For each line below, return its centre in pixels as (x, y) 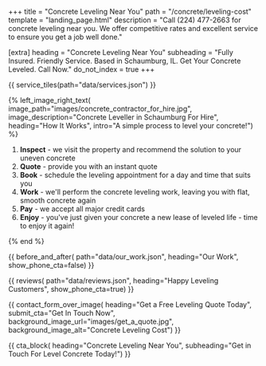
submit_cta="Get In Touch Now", (62, 313)
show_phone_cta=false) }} (51, 265)
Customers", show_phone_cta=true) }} (71, 289)
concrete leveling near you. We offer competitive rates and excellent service (133, 28)
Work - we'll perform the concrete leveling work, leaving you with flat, (135, 192)
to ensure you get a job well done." (65, 37)
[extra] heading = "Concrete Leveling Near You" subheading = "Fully (121, 52)
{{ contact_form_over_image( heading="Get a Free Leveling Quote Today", (130, 305)
